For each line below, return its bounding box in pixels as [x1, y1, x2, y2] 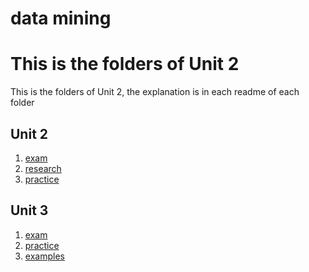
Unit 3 [10, 202, 49, 219]
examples [24, 250, 65, 262]
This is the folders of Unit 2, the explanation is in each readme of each [10, 86, 300, 98]
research [24, 162, 62, 174]
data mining [10, 7, 112, 30]
